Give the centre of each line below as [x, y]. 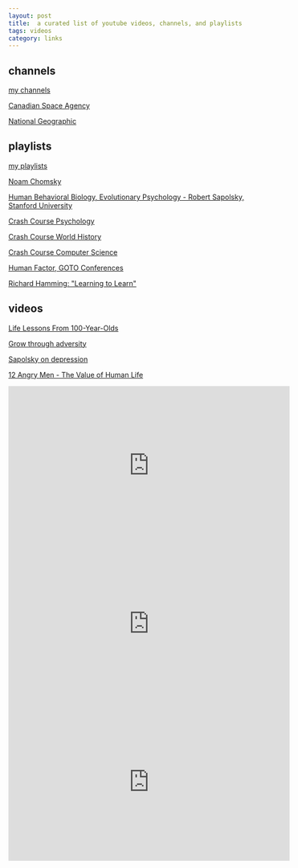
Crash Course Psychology [51, 221]
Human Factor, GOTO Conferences [66, 268]
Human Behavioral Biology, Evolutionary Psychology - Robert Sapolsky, [127, 197]
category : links [35, 38]
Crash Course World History [55, 236]
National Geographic [43, 121]
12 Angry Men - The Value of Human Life [76, 375]
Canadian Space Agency [49, 106]
